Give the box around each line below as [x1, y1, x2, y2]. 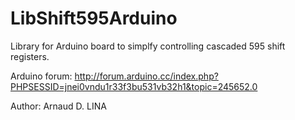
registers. [10, 50, 50, 62]
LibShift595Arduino [10, 7, 178, 30]
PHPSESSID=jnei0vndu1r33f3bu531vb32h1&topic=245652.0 [10, 80, 258, 92]
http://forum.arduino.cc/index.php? [74, 70, 219, 82]
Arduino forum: [10, 70, 73, 82]
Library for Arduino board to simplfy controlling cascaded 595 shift [10, 40, 286, 52]
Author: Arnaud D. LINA [10, 100, 107, 112]
